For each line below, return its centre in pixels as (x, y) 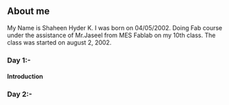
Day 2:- (20, 94)
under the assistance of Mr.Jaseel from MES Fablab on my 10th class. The (111, 35)
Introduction (25, 77)
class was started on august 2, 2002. (59, 42)
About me (28, 11)
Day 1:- (19, 60)
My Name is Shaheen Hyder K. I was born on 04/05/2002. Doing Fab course (115, 27)
